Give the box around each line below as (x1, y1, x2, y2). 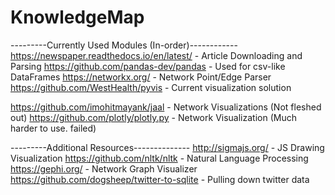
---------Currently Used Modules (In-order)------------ (10, 39, 238, 51)
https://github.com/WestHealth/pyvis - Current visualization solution (10, 81, 292, 93)
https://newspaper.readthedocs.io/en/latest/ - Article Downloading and (10, 49, 303, 61)
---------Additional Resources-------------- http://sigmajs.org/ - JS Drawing (10, 141, 325, 153)
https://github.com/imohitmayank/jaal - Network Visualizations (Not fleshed (10, 101, 322, 113)
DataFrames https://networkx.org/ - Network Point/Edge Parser (10, 71, 272, 83)
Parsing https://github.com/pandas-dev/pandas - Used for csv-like (10, 60, 286, 72)
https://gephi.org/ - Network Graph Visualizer (10, 162, 198, 175)
